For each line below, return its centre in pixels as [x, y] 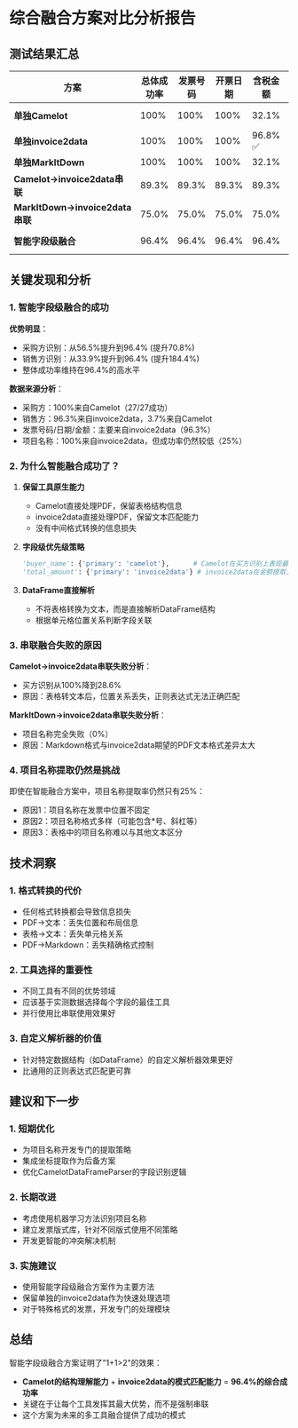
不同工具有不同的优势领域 [69, 991]
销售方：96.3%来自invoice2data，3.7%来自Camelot [117, 418]
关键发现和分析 [50, 280]
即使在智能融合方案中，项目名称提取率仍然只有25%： [107, 791]
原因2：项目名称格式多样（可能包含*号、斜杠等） [112, 821]
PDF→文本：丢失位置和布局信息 [80, 923]
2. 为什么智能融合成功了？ [65, 465]
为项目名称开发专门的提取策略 [76, 1150]
